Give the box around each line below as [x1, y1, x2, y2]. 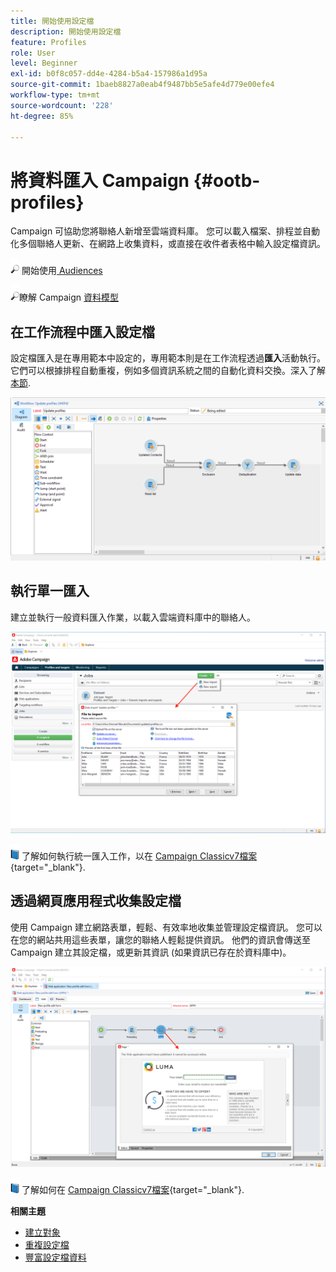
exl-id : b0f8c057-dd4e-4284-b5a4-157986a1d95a [10, 69, 208, 79]
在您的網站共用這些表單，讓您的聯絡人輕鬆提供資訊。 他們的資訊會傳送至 [10, 933, 311, 945]
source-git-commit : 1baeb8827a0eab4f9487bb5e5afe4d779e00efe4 [10, 80, 275, 90]
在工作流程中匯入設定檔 [10, 323, 155, 340]
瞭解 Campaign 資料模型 [19, 291, 120, 304]
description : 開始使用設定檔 [10, 26, 122, 37]
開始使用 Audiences [21, 265, 103, 277]
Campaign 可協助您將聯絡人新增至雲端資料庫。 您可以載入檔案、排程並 [10, 225, 303, 237]
